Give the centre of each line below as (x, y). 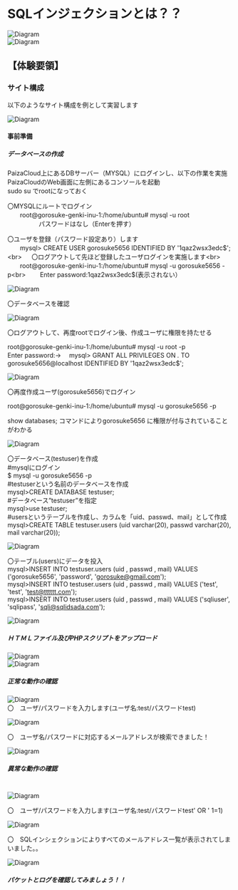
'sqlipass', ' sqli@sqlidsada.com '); (56, 607)
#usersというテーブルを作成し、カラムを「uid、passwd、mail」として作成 (117, 517)
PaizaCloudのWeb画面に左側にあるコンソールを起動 (84, 182)
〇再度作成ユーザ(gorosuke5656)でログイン (72, 392)
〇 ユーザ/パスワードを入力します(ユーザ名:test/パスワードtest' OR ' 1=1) (115, 811)
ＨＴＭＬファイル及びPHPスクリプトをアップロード (83, 638)
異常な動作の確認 (32, 768)
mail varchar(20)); (34, 533)
